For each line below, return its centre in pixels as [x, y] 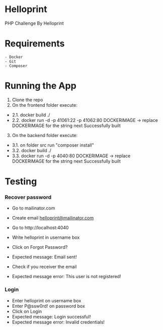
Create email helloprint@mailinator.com [53, 218]
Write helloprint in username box [46, 237]
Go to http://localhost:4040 [40, 228]
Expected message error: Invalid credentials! [58, 322]
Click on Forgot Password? [40, 247]
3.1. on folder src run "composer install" [53, 145]
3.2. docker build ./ [31, 150]
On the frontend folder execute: [45, 105]
